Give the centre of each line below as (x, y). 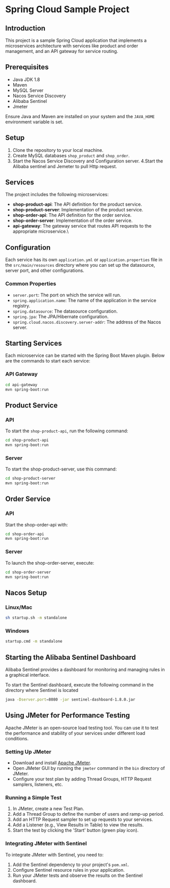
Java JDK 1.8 (26, 79)
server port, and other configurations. (45, 270)
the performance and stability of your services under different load (75, 733)
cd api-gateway (21, 385)
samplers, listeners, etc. (38, 784)
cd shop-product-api (27, 440)
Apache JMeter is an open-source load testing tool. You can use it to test (82, 728)
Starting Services (34, 343)
